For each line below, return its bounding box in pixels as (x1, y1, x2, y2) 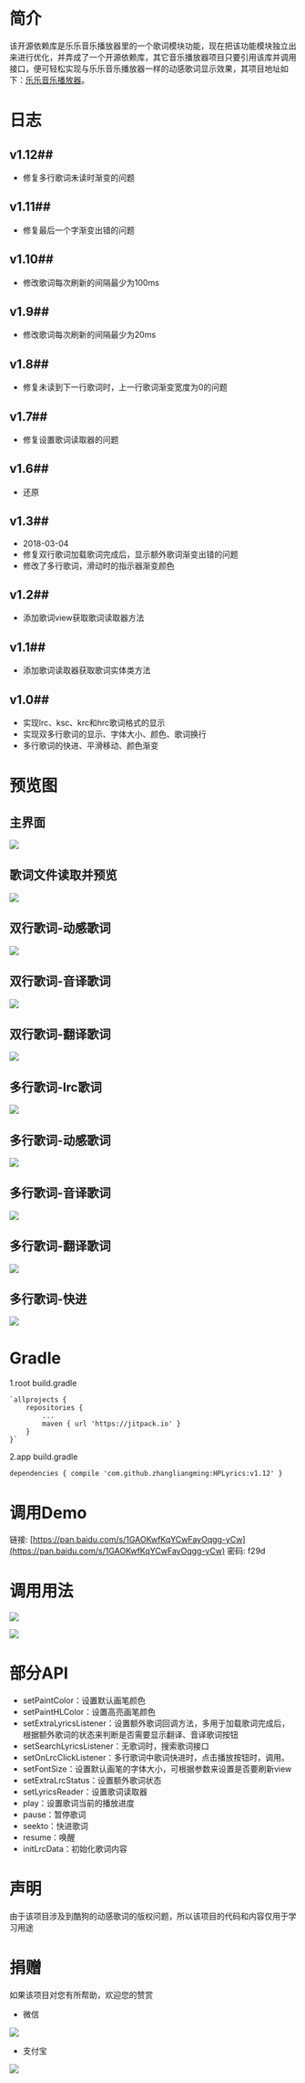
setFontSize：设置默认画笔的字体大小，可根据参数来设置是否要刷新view (22, 1763, 292, 1774)
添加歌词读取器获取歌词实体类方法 (22, 665, 151, 676)
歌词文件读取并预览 (9, 868, 117, 883)
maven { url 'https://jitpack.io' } (42, 1419, 181, 1429)
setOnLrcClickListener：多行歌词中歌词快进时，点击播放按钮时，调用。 (22, 1752, 290, 1763)
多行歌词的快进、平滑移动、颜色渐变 (22, 741, 159, 752)
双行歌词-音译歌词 (9, 973, 111, 989)
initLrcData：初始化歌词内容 (22, 1844, 127, 1855)
